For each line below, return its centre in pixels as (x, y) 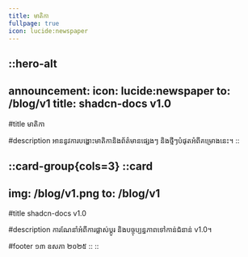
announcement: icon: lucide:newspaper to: (120, 91)
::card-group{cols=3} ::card (81, 166)
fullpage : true (34, 23)
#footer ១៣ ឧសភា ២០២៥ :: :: (54, 246)
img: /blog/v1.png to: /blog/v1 (84, 194)
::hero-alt (33, 63)
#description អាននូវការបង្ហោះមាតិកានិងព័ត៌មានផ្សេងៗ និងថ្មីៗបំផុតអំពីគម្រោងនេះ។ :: (124, 140)
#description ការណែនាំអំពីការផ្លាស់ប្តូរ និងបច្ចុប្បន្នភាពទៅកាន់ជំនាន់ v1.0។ (110, 229)
